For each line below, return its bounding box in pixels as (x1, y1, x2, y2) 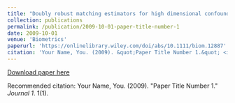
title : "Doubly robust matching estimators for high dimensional (7, 10, 201, 17)
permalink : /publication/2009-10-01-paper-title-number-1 (7, 23, 180, 30)
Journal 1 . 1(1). (7, 88, 49, 97)
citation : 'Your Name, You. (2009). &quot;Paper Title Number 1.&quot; (7, 49, 220, 56)
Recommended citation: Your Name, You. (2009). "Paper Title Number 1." (7, 81, 218, 90)
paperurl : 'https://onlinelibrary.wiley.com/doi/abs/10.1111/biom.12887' (7, 42, 227, 49)
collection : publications (7, 17, 83, 24)
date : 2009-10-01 (7, 29, 58, 37)
